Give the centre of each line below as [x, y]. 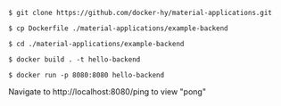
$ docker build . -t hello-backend [74, 60]
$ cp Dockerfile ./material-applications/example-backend [118, 29]
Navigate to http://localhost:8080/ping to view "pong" [107, 92]
